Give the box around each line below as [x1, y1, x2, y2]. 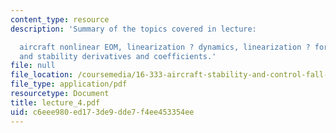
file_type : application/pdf [10, 79, 128, 90]
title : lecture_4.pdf [10, 97, 101, 108]
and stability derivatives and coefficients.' [19, 51, 217, 61]
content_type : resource [10, 14, 110, 25]
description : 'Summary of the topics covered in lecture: [10, 24, 257, 34]
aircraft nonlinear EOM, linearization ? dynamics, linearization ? [19, 42, 311, 52]
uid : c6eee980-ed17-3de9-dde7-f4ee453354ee [10, 107, 195, 117]
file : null [10, 61, 56, 71]
